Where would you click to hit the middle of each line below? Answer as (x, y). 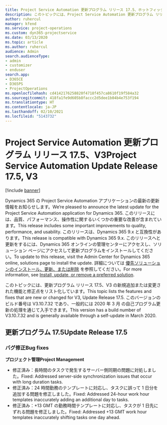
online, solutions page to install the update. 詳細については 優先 (70, 263)
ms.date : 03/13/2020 (27, 38)
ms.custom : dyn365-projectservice (41, 33)
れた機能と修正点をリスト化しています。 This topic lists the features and (78, 291)
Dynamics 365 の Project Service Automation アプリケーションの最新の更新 (83, 200)
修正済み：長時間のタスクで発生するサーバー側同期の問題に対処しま (82, 370)
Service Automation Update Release (82, 166)
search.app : (17, 75)
